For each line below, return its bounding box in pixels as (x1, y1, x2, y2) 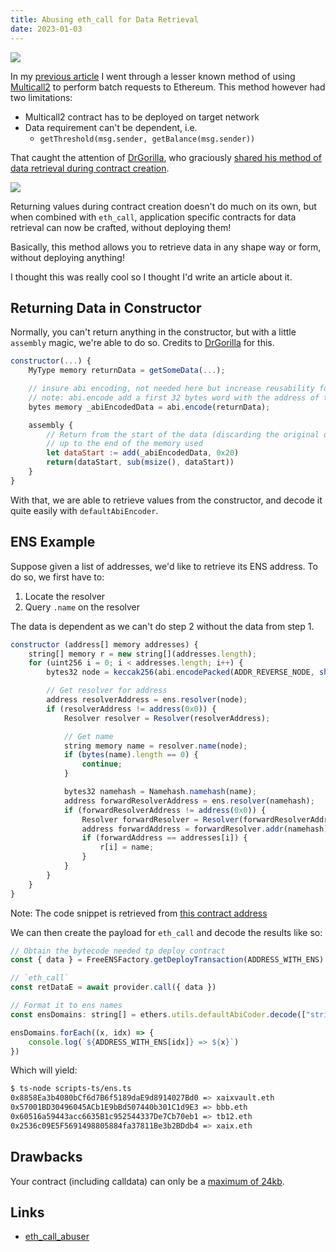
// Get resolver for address (46, 686, 168, 696)
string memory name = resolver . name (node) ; (63, 741, 248, 751)
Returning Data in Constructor (10, 299, 202, 316)
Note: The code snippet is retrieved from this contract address (10, 907, 268, 919)
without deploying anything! (10, 251, 125, 263)
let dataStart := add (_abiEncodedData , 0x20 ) (46, 448, 240, 458)
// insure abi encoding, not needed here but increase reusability (28, 384, 315, 394)
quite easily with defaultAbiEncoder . (10, 504, 159, 516)
